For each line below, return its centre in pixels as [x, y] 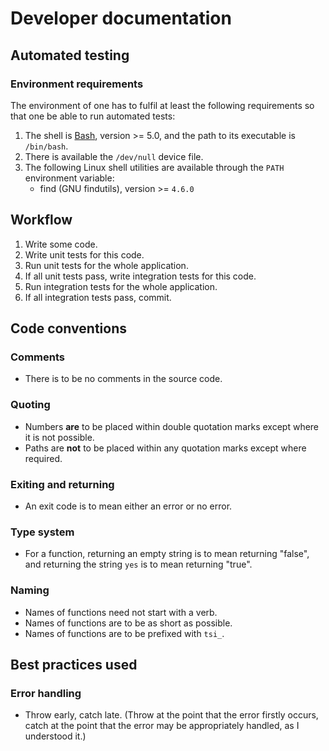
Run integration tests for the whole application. [121, 286]
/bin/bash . [46, 146]
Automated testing [70, 55]
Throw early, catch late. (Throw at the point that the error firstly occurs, [171, 715]
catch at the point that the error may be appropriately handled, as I [162, 726]
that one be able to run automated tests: [93, 116]
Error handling [46, 693]
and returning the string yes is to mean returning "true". [138, 564]
